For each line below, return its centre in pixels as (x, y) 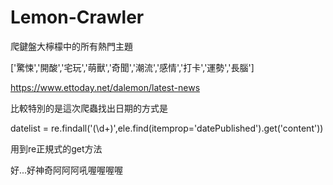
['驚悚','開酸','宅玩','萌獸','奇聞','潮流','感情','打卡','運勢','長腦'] (132, 67)
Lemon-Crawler (77, 17)
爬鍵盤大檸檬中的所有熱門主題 (71, 46)
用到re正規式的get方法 (56, 148)
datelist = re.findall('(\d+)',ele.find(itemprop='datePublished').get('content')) (167, 128)
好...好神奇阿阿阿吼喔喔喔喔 (67, 170)
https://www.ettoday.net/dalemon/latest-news (105, 87)
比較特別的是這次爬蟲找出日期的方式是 (89, 108)
